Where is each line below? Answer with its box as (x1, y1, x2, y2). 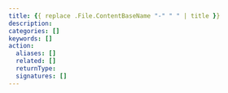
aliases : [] (15, 49, 57, 57)
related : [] (15, 57, 57, 66)
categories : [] (8, 27, 60, 35)
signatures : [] (15, 72, 68, 80)
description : (8, 19, 53, 27)
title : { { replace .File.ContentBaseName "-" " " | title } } (8, 11, 221, 20)
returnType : (15, 65, 57, 73)
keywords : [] (8, 34, 53, 43)
